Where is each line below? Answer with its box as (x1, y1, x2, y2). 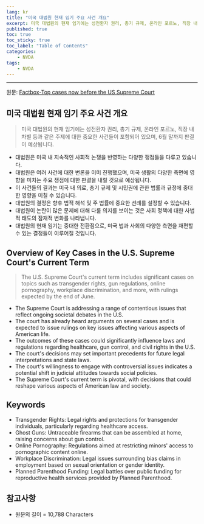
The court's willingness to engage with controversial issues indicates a (15, 363, 192, 370)
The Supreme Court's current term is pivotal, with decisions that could (15, 376, 191, 383)
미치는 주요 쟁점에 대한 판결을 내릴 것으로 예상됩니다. (26, 176, 152, 184)
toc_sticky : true (6, 37, 50, 43)
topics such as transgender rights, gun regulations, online (21, 280, 166, 287)
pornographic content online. (15, 448, 88, 455)
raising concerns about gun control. (15, 435, 105, 442)
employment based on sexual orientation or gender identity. (15, 461, 165, 469)
